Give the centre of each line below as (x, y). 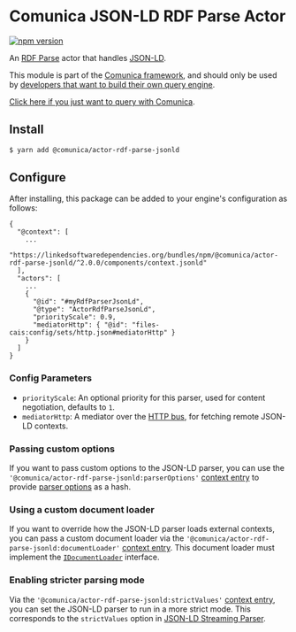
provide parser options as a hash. (70, 487)
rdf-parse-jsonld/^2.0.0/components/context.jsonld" (108, 263)
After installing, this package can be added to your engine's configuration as (148, 199)
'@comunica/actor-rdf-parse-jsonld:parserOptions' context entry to (134, 478)
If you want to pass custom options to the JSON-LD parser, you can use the (147, 468)
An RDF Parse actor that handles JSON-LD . (87, 58)
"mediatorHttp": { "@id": (80, 325)
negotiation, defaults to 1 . (68, 407)
